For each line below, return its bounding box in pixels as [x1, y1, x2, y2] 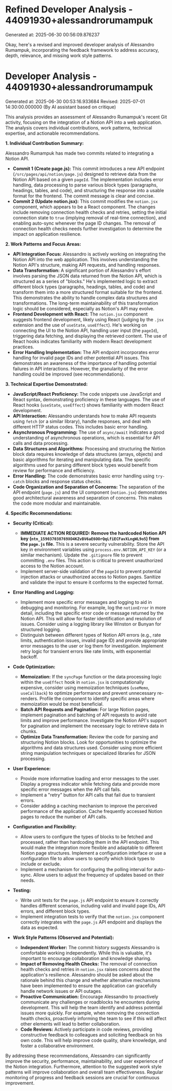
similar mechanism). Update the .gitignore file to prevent [20, 551, 143, 558]
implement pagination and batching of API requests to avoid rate [20, 712, 157, 718]
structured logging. [20, 626, 61, 633]
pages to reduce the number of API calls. [20, 813, 107, 820]
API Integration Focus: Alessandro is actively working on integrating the [12, 251, 166, 257]
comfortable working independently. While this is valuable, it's [20, 950, 152, 956]
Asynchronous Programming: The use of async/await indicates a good [12, 429, 164, 435]
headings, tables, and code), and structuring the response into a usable [12, 187, 164, 193]
